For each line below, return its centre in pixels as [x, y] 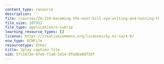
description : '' [21, 14]
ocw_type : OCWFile [24, 41]
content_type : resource [29, 9]
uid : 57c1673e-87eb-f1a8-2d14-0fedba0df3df [50, 54]
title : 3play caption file [32, 50]
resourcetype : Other [26, 45]
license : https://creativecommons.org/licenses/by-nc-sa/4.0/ [70, 37]
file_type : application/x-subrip [39, 27]
